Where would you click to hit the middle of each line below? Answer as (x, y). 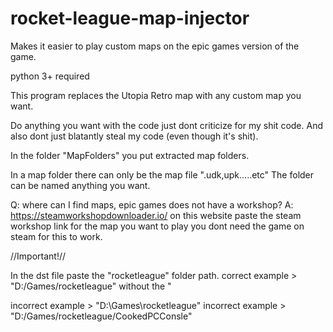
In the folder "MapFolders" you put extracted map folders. (130, 155)
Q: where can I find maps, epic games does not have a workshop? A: (152, 204)
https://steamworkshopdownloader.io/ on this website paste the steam (156, 215)
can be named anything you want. (80, 185)
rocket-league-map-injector (130, 18)
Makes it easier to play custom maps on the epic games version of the (155, 46)
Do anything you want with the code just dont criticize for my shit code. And (166, 125)
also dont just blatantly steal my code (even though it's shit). (134, 136)
